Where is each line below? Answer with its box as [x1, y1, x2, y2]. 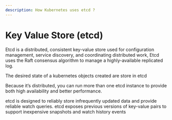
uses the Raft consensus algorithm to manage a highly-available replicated [5, 57, 163, 63]
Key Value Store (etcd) [5, 29, 104, 41]
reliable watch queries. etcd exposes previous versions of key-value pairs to [5, 103, 167, 109]
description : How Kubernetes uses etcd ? [5, 7, 95, 13]
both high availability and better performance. [5, 88, 102, 94]
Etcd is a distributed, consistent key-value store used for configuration [5, 46, 155, 53]
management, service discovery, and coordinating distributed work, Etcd [5, 52, 159, 58]
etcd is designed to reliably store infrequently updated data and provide [5, 98, 157, 104]
